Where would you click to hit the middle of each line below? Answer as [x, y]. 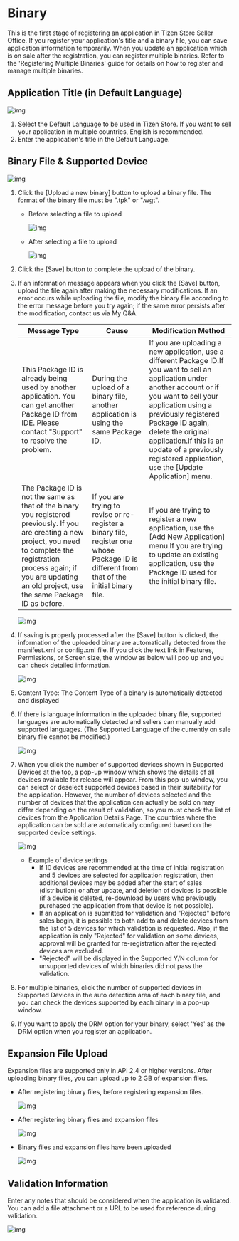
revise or [107, 514]
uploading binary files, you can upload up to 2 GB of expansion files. [108, 1078]
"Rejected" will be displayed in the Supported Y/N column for [128, 958]
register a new [173, 519]
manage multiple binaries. [45, 70]
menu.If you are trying [186, 545]
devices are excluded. [71, 951]
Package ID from [49, 414]
